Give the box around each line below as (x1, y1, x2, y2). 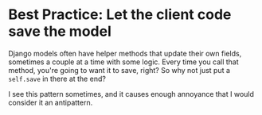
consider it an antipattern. (8, 98, 93, 107)
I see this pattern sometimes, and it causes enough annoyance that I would (8, 89, 255, 98)
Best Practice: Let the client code (8, 6, 232, 24)
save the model (8, 22, 111, 40)
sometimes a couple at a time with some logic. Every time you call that (8, 57, 239, 67)
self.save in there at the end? (8, 74, 106, 83)
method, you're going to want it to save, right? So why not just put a (8, 65, 231, 75)
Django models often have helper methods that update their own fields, (8, 48, 242, 58)
